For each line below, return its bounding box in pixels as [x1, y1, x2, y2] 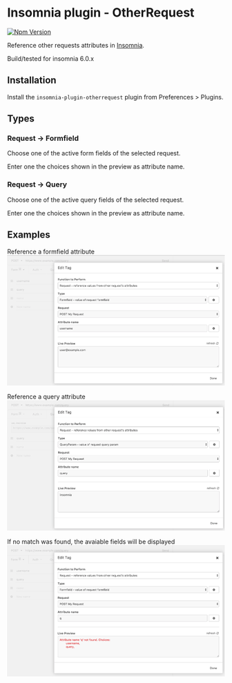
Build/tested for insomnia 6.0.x [7, 54, 95, 63]
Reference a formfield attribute [7, 247, 95, 256]
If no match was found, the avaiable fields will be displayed [7, 537, 175, 546]
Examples [7, 229, 50, 241]
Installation [7, 75, 57, 86]
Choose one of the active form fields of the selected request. [7, 149, 181, 157]
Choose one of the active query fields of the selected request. [7, 195, 184, 204]
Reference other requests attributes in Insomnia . [7, 41, 145, 49]
